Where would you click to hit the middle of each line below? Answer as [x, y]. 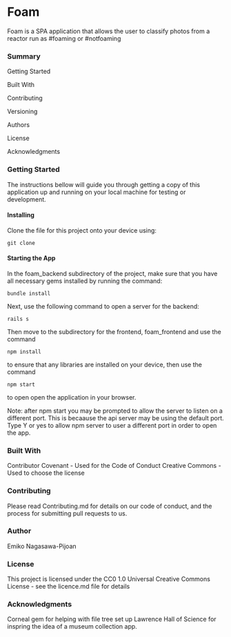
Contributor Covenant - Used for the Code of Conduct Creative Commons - [114, 466]
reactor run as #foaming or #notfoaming [64, 38]
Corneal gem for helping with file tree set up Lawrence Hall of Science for [112, 619]
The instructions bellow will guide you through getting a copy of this [104, 184]
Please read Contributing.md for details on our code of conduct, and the [110, 506]
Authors [18, 125]
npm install [24, 352]
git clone [21, 243]
